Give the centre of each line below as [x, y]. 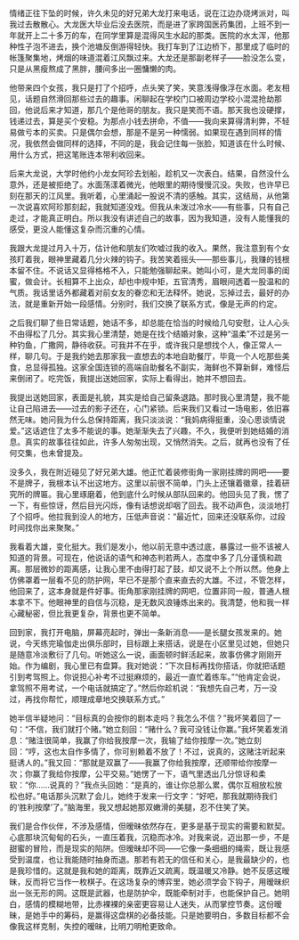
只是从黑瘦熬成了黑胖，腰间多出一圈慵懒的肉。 [95, 69]
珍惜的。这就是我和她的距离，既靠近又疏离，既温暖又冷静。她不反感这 [153, 871]
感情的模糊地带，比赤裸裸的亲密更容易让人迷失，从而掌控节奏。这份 [149, 904]
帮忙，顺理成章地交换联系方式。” [106, 699]
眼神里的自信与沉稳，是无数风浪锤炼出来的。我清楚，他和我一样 [173, 602]
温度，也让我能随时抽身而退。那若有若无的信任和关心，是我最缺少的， [153, 859]
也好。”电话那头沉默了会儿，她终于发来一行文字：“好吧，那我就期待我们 [147, 796]
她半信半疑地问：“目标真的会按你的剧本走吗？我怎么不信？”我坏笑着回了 [141, 718]
